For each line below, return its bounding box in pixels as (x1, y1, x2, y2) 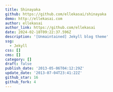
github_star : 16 (5, 75, 38, 80)
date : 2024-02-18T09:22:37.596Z (5, 30, 71, 35)
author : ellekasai (5, 20, 43, 26)
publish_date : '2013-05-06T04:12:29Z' (5, 66, 85, 71)
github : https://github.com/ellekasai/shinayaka (5, 12, 107, 17)
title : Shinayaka (5, 7, 41, 12)
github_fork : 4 (5, 79, 36, 84)
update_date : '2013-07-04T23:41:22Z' (5, 71, 83, 75)
